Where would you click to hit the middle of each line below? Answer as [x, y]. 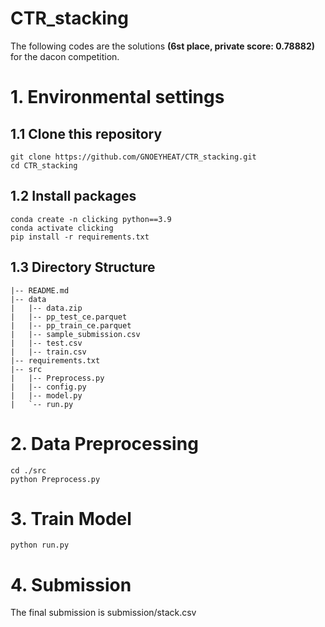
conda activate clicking [62, 228]
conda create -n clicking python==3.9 [91, 219]
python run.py [40, 545]
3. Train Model [71, 518]
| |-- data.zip [46, 308]
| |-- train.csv [48, 352]
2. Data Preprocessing [104, 443]
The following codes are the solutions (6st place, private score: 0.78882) [163, 46]
